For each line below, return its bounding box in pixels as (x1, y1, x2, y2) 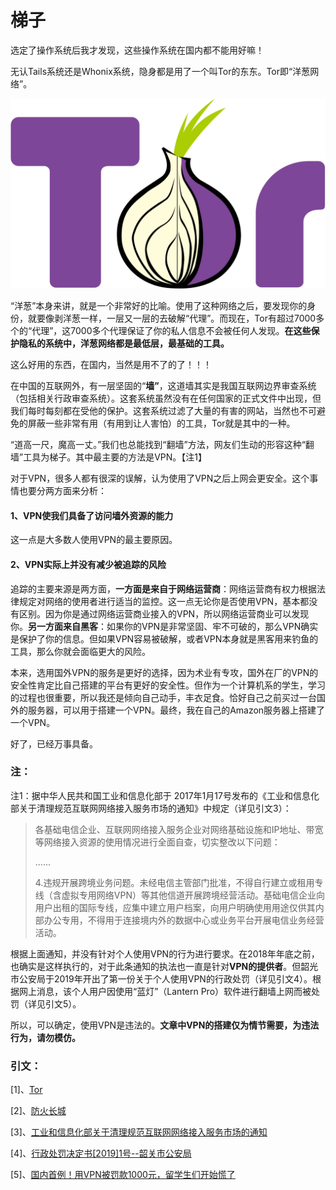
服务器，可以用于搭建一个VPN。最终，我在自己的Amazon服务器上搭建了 (27, 704, 326, 716)
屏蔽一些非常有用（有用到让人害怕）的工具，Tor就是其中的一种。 (27, 417, 296, 430)
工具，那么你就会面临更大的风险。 (10, 645, 151, 657)
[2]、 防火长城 (10, 1105, 67, 1117)
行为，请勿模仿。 (10, 1031, 81, 1043)
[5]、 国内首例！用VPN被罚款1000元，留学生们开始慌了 (10, 1169, 236, 1181)
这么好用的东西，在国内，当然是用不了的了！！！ (10, 359, 212, 371)
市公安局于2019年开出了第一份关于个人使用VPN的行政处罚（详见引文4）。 (10, 972, 313, 985)
